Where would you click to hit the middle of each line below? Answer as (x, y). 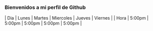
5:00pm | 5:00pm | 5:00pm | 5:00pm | (43, 23)
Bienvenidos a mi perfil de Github (45, 7)
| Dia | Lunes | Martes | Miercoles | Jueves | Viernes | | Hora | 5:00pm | (77, 18)
